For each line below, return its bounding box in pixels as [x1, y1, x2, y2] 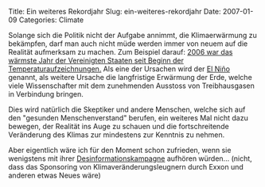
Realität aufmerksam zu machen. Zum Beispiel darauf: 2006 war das [8, 48, 233, 56]
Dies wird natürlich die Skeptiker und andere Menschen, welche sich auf [8, 105, 246, 114]
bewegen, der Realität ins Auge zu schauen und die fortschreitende [8, 122, 229, 131]
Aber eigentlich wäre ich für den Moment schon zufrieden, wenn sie [8, 146, 232, 155]
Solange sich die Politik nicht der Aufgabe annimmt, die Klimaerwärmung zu [8, 31, 257, 40]
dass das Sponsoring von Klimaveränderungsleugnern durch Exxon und [8, 162, 244, 171]
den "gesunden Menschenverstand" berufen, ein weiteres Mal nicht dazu [8, 113, 248, 122]
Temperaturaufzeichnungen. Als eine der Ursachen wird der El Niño [8, 64, 231, 74]
